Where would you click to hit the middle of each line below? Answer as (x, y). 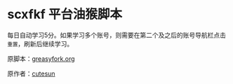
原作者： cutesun (31, 73)
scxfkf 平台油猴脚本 (65, 14)
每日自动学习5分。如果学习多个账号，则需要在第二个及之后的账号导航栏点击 (117, 35)
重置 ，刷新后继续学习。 (40, 43)
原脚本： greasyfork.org (41, 58)
